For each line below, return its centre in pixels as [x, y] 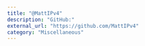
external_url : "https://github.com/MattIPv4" [73, 26]
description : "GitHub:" [41, 20]
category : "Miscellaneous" [45, 32]
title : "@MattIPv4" [35, 13]
